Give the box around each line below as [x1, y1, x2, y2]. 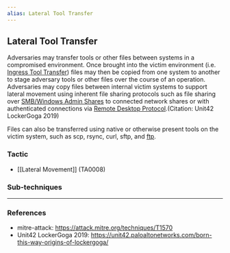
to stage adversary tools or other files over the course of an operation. [7, 75, 206, 84]
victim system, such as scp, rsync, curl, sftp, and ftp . [7, 132, 156, 141]
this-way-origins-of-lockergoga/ [16, 238, 109, 247]
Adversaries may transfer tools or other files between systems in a [7, 53, 195, 62]
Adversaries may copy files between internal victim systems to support [7, 83, 207, 91]
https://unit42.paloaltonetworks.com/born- [90, 231, 212, 239]
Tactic [7, 149, 29, 159]
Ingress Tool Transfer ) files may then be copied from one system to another [7, 68, 220, 76]
